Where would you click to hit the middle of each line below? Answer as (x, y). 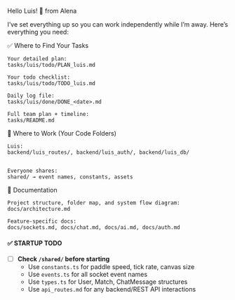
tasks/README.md (31, 120)
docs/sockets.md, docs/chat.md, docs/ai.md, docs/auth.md (94, 228)
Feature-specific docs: (42, 221)
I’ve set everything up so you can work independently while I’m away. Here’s (118, 24)
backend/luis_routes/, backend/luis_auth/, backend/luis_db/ (99, 152)
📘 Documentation (32, 190)
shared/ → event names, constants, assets (70, 177)
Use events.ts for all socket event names (88, 275)
